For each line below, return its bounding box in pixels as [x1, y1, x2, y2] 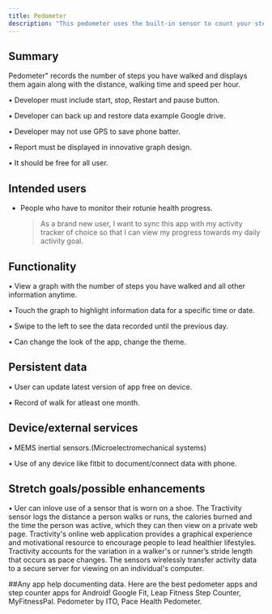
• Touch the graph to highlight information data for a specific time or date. [8, 305, 255, 315]
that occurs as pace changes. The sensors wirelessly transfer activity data [8, 555, 257, 565]
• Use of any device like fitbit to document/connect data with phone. [8, 458, 237, 468]
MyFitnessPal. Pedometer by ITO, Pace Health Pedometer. [8, 597, 202, 607]
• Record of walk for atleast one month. [8, 397, 140, 407]
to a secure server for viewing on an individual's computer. [8, 564, 205, 573]
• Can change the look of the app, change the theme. [8, 337, 186, 346]
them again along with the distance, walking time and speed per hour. [8, 79, 241, 89]
